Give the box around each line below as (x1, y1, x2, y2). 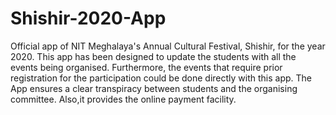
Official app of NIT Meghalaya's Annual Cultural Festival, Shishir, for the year (10, 40, 326, 52)
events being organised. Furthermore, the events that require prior (10, 61, 283, 73)
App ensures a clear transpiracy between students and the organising (10, 82, 298, 94)
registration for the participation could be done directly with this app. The (10, 72, 313, 84)
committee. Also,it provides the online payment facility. (10, 93, 237, 105)
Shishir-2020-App (10, 7, 167, 30)
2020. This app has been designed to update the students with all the (10, 50, 297, 62)
